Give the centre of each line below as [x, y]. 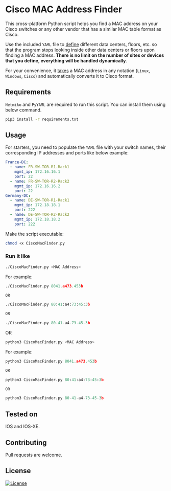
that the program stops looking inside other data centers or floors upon [80, 50]
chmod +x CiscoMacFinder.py [35, 243]
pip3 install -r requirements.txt [42, 119]
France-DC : [17, 162]
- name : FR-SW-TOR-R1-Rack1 [40, 167]
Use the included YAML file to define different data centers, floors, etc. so [81, 44]
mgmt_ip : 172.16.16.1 [37, 172]
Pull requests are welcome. [34, 455]
